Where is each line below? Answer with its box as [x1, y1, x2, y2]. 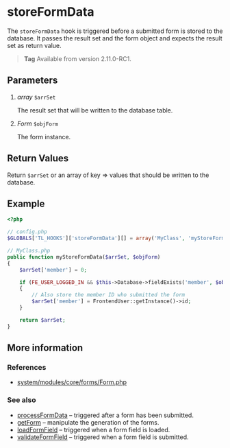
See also [7, 395, 36, 405]
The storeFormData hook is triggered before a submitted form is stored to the [7, 27, 223, 35]
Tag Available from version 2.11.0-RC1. [23, 54, 131, 62]
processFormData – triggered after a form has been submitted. [16, 411, 194, 419]
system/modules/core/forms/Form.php [16, 378, 127, 386]
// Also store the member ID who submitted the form [31, 292, 186, 298]
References [7, 362, 47, 372]
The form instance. [16, 132, 71, 141]
